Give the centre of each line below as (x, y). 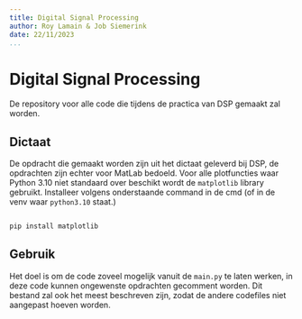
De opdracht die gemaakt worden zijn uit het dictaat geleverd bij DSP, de (144, 164)
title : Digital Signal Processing (74, 18)
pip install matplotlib (54, 226)
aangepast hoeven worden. (60, 305)
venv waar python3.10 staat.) (63, 202)
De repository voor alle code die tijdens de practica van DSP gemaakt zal (145, 104)
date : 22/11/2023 (42, 34)
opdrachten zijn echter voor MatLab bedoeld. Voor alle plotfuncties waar (144, 173)
